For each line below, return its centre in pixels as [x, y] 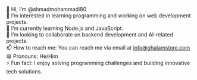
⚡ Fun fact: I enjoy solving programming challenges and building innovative [98, 63]
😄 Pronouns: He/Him [32, 56]
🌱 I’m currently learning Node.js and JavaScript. [65, 28]
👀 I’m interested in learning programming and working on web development [98, 16]
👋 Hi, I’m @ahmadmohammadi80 [46, 9]
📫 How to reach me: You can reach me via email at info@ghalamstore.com [98, 47]
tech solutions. [24, 71]
